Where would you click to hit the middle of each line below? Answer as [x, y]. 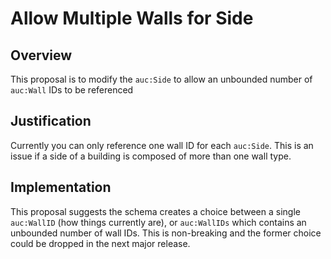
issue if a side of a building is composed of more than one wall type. [151, 156]
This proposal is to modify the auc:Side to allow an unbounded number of [161, 79]
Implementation [61, 187]
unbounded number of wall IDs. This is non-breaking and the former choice [166, 233]
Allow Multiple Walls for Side [132, 18]
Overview [41, 55]
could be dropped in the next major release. [100, 243]
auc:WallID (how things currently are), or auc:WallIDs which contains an [158, 222]
